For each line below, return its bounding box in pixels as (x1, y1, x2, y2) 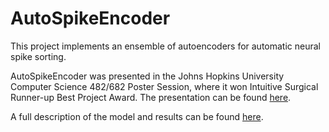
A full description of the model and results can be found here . (10, 110, 264, 122)
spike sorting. (10, 50, 67, 62)
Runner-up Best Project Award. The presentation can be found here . (10, 91, 292, 103)
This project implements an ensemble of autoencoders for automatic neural (10, 40, 322, 52)
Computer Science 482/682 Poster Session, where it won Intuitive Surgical (10, 80, 319, 92)
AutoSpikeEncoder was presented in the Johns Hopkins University (10, 70, 285, 82)
